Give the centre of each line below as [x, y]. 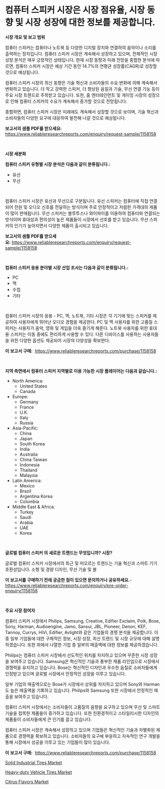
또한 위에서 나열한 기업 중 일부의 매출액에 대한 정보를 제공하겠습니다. [93, 644]
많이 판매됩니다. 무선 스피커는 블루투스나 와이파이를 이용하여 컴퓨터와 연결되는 [85, 213]
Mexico [27, 486]
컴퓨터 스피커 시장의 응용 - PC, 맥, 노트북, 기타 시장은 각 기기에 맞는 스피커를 [78, 316]
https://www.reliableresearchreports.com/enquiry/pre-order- [67, 585]
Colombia [29, 501]
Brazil [25, 491]
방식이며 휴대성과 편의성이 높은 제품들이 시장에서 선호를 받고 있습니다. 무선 [77, 219]
